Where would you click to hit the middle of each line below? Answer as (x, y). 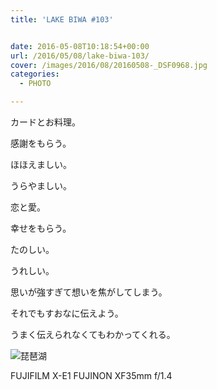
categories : (35, 74)
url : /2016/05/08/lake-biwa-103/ (80, 56)
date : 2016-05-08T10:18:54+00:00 (80, 46)
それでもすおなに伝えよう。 (67, 313)
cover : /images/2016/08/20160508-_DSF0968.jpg (109, 65)
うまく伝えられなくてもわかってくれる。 (93, 334)
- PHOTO (35, 84)
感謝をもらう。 (41, 143)
